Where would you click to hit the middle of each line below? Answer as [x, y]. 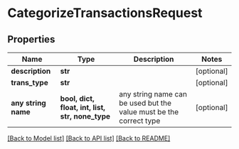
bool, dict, [77, 99]
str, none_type [85, 116]
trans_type [30, 83]
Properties [31, 39]
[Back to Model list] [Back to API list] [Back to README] [89, 138]
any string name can [153, 94]
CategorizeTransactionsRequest [105, 13]
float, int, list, [83, 107]
